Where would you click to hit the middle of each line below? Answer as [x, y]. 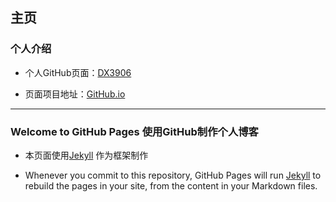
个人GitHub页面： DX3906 [78, 72]
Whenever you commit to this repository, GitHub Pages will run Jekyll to [173, 175]
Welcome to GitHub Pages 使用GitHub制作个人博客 [134, 131]
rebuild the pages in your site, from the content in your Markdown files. [171, 185]
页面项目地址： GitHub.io [75, 94]
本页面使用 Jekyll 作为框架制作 [86, 155]
